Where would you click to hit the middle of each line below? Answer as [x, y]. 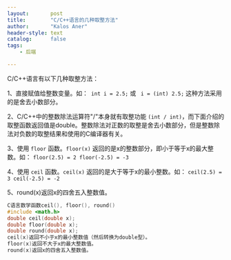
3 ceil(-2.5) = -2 [33, 179]
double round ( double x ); [43, 231]
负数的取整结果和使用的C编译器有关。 [73, 133]
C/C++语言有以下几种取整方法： [53, 78]
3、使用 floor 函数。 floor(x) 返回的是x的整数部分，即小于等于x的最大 [108, 148]
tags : [15, 46]
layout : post [35, 13]
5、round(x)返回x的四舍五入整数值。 [59, 192]
